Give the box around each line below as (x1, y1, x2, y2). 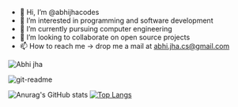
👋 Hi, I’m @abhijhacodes (19, 8, 100, 17)
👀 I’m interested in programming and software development (19, 16, 213, 25)
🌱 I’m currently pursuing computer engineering (19, 24, 172, 33)
